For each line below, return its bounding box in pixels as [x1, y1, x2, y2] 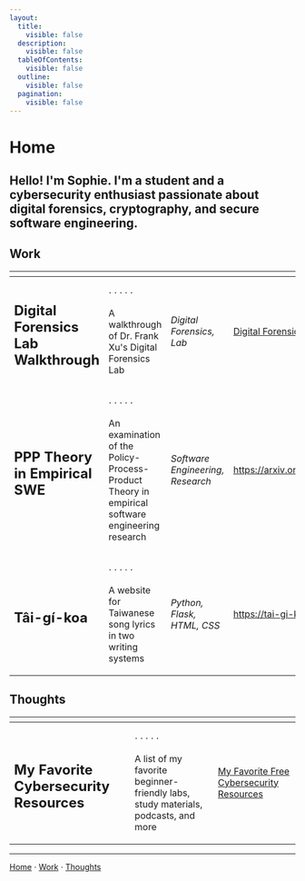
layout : [9, 13, 39, 23]
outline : [17, 73, 51, 82]
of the [108, 440, 134, 452]
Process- [108, 462, 150, 475]
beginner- [134, 775, 180, 787]
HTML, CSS [171, 619, 221, 631]
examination [108, 428, 161, 440]
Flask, [171, 608, 197, 620]
